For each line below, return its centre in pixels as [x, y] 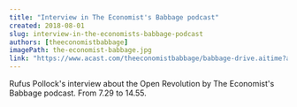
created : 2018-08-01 [47, 26]
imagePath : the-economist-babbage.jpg [80, 50]
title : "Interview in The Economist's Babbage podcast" [114, 17]
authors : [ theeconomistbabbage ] [69, 42]
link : [19, 58]
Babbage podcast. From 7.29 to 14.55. [78, 93]
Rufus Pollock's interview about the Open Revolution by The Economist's [142, 84]
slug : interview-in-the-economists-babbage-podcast [106, 34]
